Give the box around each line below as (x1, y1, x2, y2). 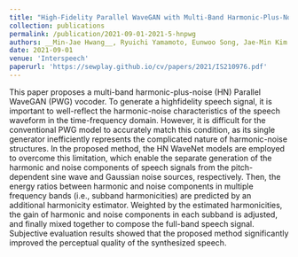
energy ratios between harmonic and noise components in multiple (9, 181, 255, 191)
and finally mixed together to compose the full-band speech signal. (9, 218, 255, 229)
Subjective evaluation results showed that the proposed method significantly (9, 228, 289, 238)
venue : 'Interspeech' (9, 54, 90, 63)
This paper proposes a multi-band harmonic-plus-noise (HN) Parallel (9, 86, 262, 97)
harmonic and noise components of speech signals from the (9, 161, 230, 173)
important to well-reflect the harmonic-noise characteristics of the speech (9, 105, 281, 116)
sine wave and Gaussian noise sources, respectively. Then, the (51, 171, 281, 182)
